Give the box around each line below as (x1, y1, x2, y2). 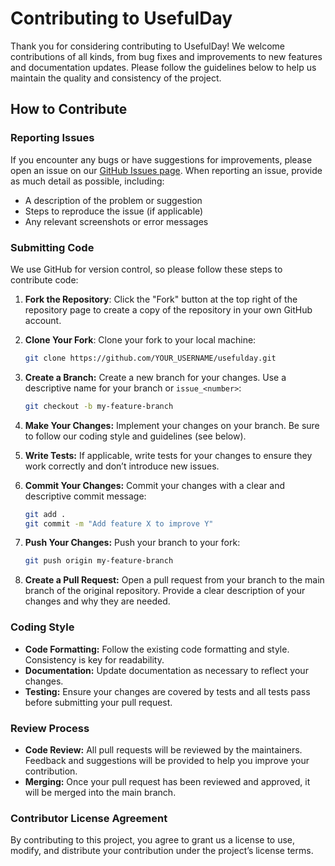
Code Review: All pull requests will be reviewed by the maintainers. (24, 743, 303, 756)
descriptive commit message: (24, 490, 147, 502)
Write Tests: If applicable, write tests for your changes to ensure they (24, 449, 313, 461)
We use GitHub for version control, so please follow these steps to (10, 263, 283, 275)
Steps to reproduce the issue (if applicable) (24, 205, 204, 217)
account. (24, 314, 62, 326)
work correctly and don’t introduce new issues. (24, 460, 220, 472)
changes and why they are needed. (24, 595, 171, 607)
